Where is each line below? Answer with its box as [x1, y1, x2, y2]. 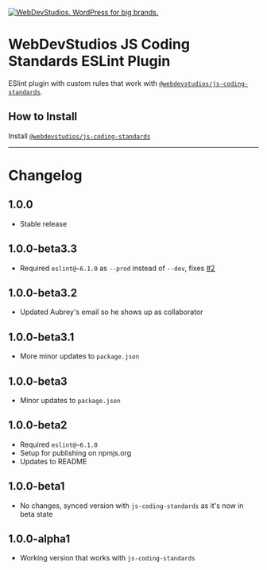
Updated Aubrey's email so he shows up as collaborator [19, 307, 204, 317]
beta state [19, 509, 53, 518]
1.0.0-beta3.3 [8, 242, 78, 256]
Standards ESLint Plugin [8, 52, 171, 71]
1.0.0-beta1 [8, 479, 65, 493]
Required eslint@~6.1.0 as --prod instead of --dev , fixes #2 [19, 263, 216, 273]
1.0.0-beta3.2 [8, 286, 78, 300]
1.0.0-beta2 [8, 418, 68, 432]
